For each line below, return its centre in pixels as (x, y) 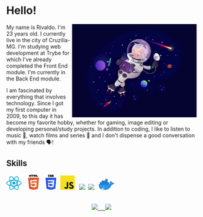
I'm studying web (40, 47)
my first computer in (31, 109)
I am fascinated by (29, 90)
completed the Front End (37, 66)
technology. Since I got (35, 103)
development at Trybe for (38, 53)
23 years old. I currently (36, 33)
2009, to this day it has (35, 116)
